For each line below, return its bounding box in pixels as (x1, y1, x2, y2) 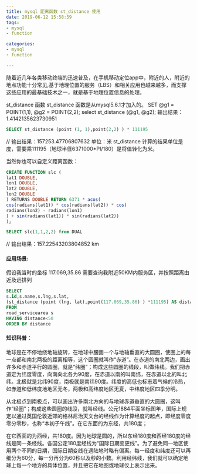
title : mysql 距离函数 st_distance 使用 (6, 8, 101, 15)
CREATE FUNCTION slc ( (6, 169, 62, 175)
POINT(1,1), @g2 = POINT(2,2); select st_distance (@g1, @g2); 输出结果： (6, 108, 184, 115)
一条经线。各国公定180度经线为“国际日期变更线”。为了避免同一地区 (21, 439, 184, 446)
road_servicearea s (6, 310, 54, 316)
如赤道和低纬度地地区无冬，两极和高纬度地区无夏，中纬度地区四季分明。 (6, 385, 181, 392)
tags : (6, 19, 19, 25)
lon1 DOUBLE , (6, 180, 38, 186)
